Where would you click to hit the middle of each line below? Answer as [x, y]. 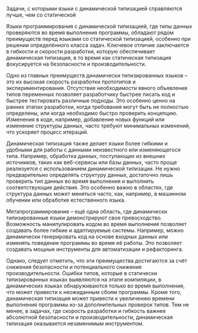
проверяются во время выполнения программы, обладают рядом [90, 33]
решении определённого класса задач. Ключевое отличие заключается [98, 45]
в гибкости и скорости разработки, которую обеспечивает [81, 51]
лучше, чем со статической [41, 15]
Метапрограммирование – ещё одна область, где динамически [87, 211]
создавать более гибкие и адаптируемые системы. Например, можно [95, 230]
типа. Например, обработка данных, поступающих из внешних [86, 156]
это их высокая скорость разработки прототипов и [71, 82]
